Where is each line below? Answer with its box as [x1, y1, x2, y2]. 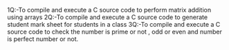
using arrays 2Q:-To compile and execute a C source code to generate [7, 13, 208, 21]
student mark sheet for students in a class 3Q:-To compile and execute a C [7, 21, 221, 28]
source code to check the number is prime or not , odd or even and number [7, 27, 223, 36]
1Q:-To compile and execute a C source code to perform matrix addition [7, 6, 212, 14]
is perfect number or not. [7, 35, 79, 43]
